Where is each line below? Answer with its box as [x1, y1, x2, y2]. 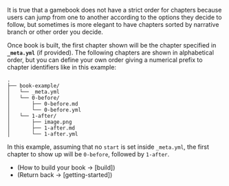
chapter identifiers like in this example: [7, 63, 117, 71]
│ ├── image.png [7, 118, 72, 125]
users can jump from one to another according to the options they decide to [7, 13, 222, 21]
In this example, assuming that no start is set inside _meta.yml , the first [7, 143, 210, 151]
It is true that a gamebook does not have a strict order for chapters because [7, 6, 222, 14]
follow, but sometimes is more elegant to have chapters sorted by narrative [7, 21, 219, 28]
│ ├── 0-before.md [7, 101, 78, 107]
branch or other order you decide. [7, 28, 103, 36]
